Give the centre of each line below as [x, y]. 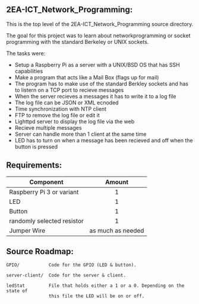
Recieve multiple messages [48, 127]
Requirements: [34, 165]
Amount [117, 182]
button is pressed [36, 146]
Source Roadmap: [40, 252]
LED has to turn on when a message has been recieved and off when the [104, 140]
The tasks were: [26, 53]
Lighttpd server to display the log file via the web [75, 121]
